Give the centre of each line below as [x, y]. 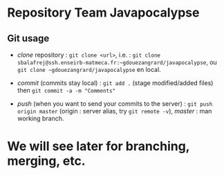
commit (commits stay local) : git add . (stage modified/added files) [115, 83]
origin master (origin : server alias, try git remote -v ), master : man [114, 111]
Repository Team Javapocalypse [103, 13]
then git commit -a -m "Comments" [66, 90]
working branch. [40, 118]
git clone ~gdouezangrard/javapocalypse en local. [89, 70]
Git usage [28, 38]
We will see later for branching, [99, 146]
